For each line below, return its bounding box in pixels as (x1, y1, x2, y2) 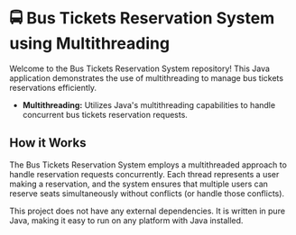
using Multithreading (9, 33, 170, 54)
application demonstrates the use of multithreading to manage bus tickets (9, 72, 284, 83)
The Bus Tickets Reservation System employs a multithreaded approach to (9, 159, 287, 170)
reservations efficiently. (9, 82, 97, 93)
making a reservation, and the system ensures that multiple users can (9, 178, 269, 189)
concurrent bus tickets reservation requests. (22, 109, 188, 120)
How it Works (9, 135, 87, 150)
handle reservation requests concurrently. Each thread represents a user (9, 168, 280, 179)
